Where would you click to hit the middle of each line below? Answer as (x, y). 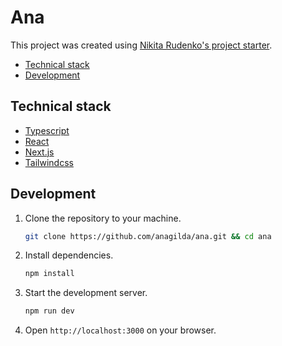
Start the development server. (86, 293)
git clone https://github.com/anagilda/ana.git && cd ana (148, 236)
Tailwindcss (49, 162)
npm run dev (49, 311)
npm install (49, 274)
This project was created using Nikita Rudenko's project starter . (141, 45)
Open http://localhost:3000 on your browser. (120, 330)
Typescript (47, 130)
